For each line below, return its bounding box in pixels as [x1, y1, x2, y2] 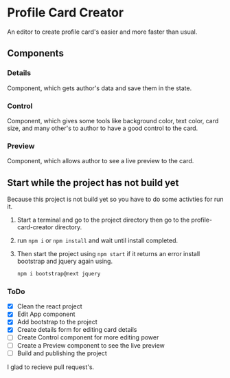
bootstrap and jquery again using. [16, 257, 113, 266]
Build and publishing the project [16, 349, 108, 357]
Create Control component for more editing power [16, 333, 159, 342]
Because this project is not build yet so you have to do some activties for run [7, 195, 224, 204]
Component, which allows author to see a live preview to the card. [7, 157, 194, 165]
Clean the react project [16, 302, 82, 311]
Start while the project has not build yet [7, 177, 179, 189]
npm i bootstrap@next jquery [16, 271, 101, 277]
